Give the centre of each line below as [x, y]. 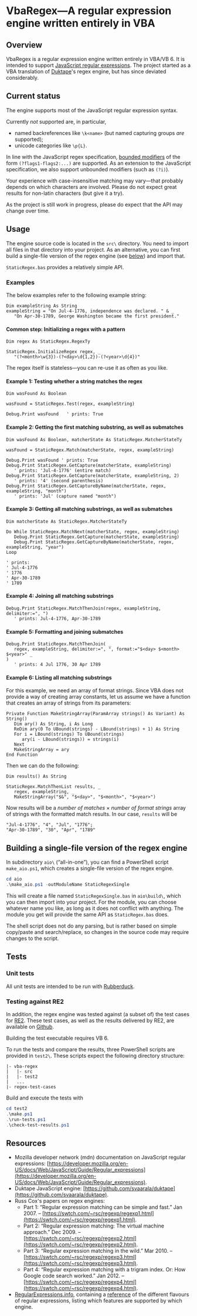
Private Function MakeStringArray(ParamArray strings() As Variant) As [95, 714]
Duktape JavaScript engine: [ [50, 1189]
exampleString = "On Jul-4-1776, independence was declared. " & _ [90, 311]
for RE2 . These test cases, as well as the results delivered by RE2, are [90, 1020]
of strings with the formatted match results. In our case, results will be [92, 814]
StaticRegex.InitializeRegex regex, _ [53, 352]
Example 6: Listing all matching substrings [59, 677]
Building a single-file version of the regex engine [97, 848]
